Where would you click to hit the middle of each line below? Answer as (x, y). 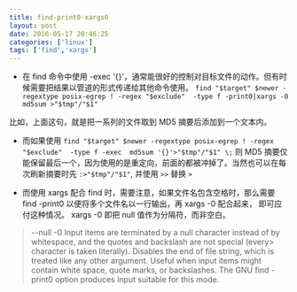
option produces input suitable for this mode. (137, 280)
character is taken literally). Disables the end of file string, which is (152, 251)
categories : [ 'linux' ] (51, 42)
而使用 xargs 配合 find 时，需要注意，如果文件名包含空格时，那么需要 (148, 193)
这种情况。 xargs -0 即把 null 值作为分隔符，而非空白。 (130, 215)
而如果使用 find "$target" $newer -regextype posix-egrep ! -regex (148, 141)
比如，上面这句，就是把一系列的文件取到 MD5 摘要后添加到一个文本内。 (141, 122)
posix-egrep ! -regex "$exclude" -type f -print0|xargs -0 (175, 97)
